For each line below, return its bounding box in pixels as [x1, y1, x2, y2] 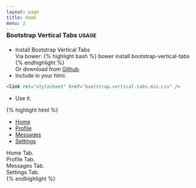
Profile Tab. [6, 156, 35, 163]
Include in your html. [15, 72, 67, 79]
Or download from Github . [15, 65, 81, 73]
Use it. [15, 95, 32, 102]
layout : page [6, 8, 39, 15]
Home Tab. [6, 149, 34, 156]
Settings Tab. [6, 169, 39, 176]
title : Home [6, 15, 36, 21]
